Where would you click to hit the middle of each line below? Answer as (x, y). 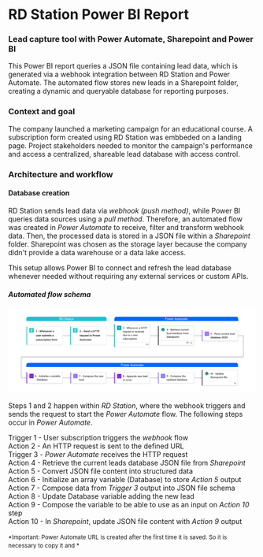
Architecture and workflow (61, 174)
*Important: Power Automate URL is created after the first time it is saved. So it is (118, 537)
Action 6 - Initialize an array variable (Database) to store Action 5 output (125, 479)
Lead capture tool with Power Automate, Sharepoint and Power (131, 39)
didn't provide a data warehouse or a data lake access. (97, 252)
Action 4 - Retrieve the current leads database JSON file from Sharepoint (127, 462)
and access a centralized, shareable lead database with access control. (124, 154)
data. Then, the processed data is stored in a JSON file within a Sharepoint (129, 236)
